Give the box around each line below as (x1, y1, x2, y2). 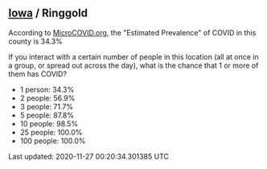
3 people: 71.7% (19, 101, 74, 111)
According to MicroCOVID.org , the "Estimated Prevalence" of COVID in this (8, 27, 257, 37)
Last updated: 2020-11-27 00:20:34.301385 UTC (8, 151, 170, 161)
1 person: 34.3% (19, 84, 75, 94)
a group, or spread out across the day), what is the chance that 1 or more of (8, 60, 259, 70)
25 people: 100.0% (19, 127, 83, 137)
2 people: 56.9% (19, 93, 76, 103)
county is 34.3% (8, 36, 63, 46)
